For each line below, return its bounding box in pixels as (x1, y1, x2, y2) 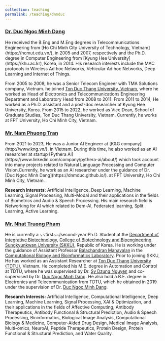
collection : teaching (5, 7, 50, 12)
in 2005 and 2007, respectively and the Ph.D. (55, 50, 146, 56)
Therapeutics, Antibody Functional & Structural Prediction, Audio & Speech (5, 309, 157, 315)
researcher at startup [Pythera (5, 151, 66, 157)
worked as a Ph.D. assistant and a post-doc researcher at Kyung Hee (5, 101, 145, 107)
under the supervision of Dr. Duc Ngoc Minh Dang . (5, 284, 108, 290)
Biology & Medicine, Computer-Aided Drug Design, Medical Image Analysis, (5, 320, 159, 326)
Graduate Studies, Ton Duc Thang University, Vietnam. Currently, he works (5, 112, 157, 118)
